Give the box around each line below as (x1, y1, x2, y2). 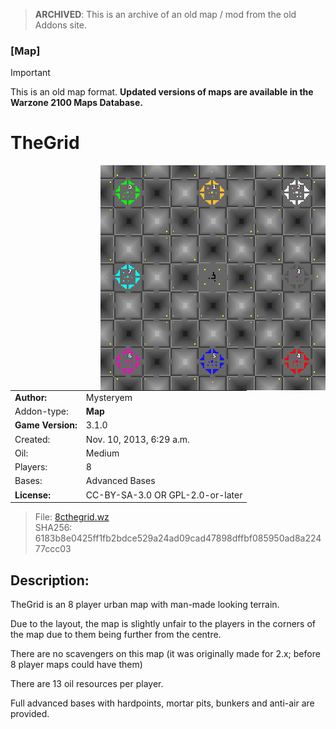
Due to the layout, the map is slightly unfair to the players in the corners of (10, 618, 316, 630)
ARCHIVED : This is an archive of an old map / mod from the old (34, 9, 297, 20)
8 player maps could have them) (10, 659, 143, 671)
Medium (85, 447, 120, 459)
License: (14, 489, 51, 501)
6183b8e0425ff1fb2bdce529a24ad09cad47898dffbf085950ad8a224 (34, 532, 322, 544)
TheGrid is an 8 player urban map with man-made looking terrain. (10, 599, 280, 611)
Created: (14, 433, 51, 445)
